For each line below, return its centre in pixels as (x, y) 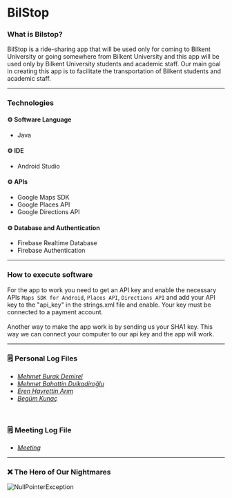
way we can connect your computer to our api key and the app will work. (111, 334)
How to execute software (50, 275)
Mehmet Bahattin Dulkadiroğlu (61, 383)
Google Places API (43, 204)
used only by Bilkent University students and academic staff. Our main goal (114, 64)
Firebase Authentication (51, 251)
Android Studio (38, 166)
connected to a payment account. (55, 312)
